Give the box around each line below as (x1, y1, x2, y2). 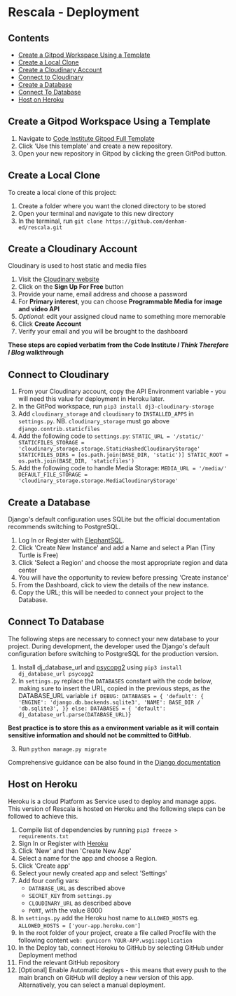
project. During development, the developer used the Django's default (8, 642, 210, 650)
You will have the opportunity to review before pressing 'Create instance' (18, 573, 229, 582)
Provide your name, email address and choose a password (18, 290, 188, 299)
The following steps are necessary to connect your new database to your (8, 634, 219, 643)
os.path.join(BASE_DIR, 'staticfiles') (18, 458, 135, 465)
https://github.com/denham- (105, 218, 188, 225)
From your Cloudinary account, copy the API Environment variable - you (18, 387, 226, 396)
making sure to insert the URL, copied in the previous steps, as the (18, 684, 211, 693)
